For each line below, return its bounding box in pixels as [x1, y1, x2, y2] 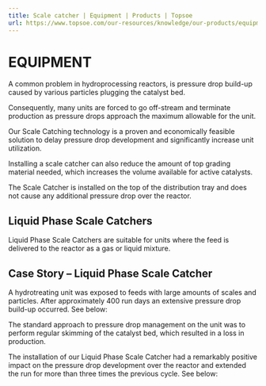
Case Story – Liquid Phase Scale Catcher [8, 266, 213, 280]
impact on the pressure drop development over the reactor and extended [8, 361, 247, 370]
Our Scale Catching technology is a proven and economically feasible [8, 127, 235, 136]
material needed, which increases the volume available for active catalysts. [8, 167, 253, 177]
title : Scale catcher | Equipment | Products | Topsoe [8, 11, 193, 20]
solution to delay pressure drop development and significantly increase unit [8, 136, 254, 145]
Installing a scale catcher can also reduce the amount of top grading [8, 159, 231, 169]
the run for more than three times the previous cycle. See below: [8, 369, 218, 379]
